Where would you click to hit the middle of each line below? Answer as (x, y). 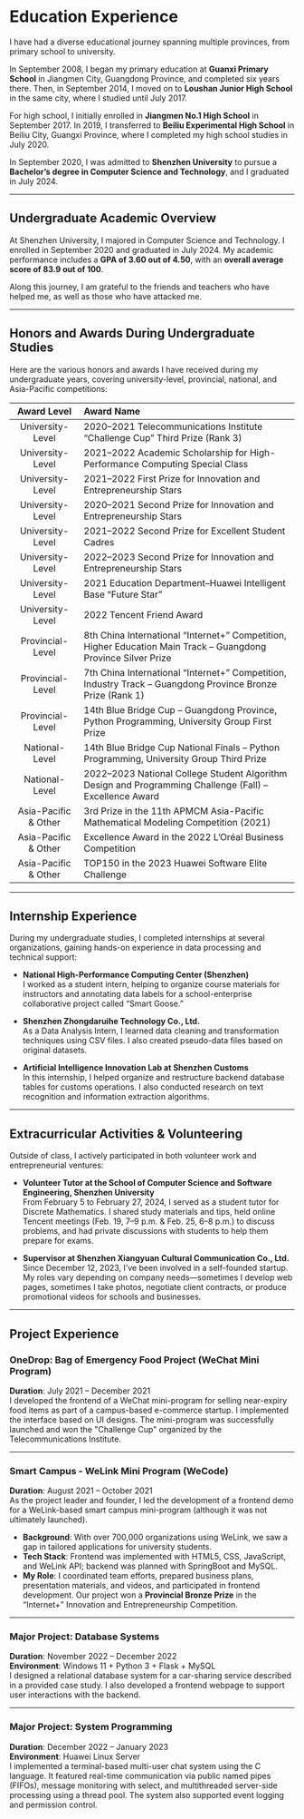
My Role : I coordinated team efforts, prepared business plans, (138, 1576)
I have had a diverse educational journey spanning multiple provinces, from (150, 42)
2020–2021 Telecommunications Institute (173, 426)
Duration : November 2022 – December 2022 (93, 1657)
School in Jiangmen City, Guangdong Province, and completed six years (145, 78)
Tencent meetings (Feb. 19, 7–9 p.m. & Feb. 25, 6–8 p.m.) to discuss (148, 1221)
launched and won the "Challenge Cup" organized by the (116, 1429)
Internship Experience (73, 916)
